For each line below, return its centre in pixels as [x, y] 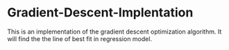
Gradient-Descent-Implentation [100, 13]
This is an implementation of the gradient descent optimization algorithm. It [114, 32]
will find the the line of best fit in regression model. [80, 38]
